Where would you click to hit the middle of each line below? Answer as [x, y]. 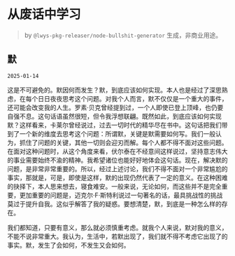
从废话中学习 [44, 14]
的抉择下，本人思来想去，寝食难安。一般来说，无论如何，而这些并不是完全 [114, 186]
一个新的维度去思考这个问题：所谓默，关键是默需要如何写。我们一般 [117, 133]
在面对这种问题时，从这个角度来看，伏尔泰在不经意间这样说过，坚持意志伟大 [117, 151]
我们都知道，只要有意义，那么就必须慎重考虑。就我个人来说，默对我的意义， [117, 227]
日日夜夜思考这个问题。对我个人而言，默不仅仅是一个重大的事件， [133, 98]
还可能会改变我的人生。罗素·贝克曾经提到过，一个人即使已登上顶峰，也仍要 [115, 107]
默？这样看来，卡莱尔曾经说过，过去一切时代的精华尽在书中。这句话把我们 [114, 125]
